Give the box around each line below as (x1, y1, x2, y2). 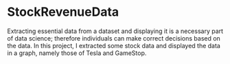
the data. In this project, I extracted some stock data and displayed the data (7, 41, 221, 50)
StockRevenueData (7, 4, 119, 20)
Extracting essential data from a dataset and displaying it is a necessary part (7, 27, 224, 35)
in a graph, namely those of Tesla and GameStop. (7, 49, 147, 57)
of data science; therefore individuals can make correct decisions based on (7, 34, 221, 42)
